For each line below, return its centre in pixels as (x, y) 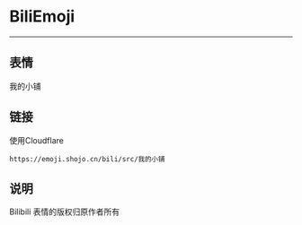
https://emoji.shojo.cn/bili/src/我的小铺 (87, 159)
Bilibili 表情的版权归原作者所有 (65, 212)
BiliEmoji (42, 17)
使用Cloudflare (37, 140)
